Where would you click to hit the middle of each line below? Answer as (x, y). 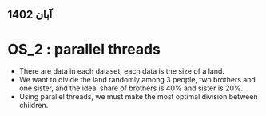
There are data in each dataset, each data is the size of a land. (122, 71)
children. (34, 106)
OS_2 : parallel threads (84, 49)
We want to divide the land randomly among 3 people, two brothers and (137, 80)
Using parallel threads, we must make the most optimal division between (138, 97)
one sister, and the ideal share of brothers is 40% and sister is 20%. (131, 88)
